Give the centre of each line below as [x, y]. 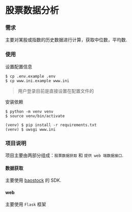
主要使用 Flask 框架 [26, 204]
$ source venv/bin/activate [35, 116]
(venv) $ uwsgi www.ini [31, 129]
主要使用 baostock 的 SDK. [33, 180]
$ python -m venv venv [29, 111]
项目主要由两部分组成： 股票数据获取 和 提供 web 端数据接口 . [64, 155]
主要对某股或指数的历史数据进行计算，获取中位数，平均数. [66, 40]
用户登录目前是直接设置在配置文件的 [56, 91]
